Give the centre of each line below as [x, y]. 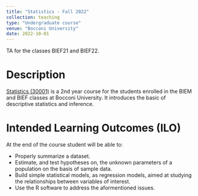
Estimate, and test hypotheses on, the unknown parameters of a [93, 162]
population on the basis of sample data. [63, 169]
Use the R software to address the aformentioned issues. [85, 188]
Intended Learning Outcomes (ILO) [94, 128]
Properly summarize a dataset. [52, 156]
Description [36, 75]
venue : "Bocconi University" [42, 28]
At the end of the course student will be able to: [65, 144]
